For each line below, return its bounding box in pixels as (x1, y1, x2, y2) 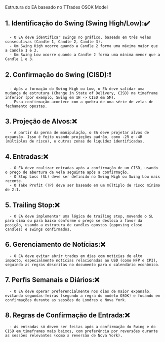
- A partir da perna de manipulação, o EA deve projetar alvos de (9, 130, 149, 136)
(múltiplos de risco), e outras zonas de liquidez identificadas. (5, 139, 145, 144)
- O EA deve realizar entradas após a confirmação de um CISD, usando (9, 166, 158, 171)
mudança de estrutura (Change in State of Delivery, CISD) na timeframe (5, 90, 158, 96)
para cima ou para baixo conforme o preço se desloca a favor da (5, 218, 142, 223)
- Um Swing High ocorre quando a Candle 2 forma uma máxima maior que (9, 43, 158, 49)
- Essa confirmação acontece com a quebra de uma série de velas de (9, 99, 154, 104)
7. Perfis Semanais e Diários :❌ (5, 275, 100, 284)
